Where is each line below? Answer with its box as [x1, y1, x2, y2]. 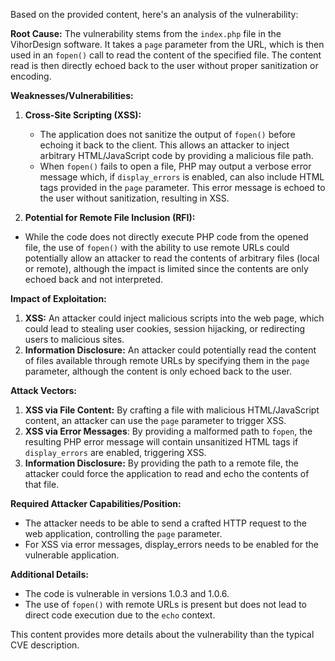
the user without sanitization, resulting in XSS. [39, 192, 230, 204]
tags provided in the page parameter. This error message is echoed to [39, 182, 326, 193]
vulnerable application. [24, 549, 120, 561]
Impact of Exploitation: [10, 293, 107, 304]
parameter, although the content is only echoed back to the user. [24, 365, 293, 377]
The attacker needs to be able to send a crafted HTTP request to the [24, 517, 307, 529]
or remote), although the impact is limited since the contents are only [24, 263, 309, 274]
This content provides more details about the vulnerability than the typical [10, 629, 315, 640]
